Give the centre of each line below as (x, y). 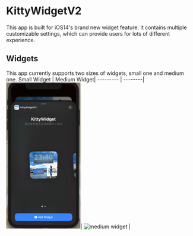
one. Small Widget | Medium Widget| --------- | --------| (75, 79)
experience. (21, 40)
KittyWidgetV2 (44, 11)
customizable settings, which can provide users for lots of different (88, 33)
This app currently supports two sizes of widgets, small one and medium (95, 73)
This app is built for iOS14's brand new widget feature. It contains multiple (96, 27)
